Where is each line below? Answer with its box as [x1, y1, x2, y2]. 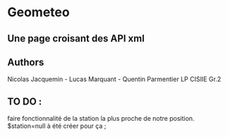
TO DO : [7, 95, 42, 107]
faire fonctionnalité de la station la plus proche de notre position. [7, 114, 195, 123]
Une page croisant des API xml [7, 32, 145, 44]
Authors [7, 56, 44, 68]
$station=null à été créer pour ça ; [7, 121, 107, 131]
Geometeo [7, 4, 70, 20]
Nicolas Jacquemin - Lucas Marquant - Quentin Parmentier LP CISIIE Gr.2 [7, 75, 221, 83]
